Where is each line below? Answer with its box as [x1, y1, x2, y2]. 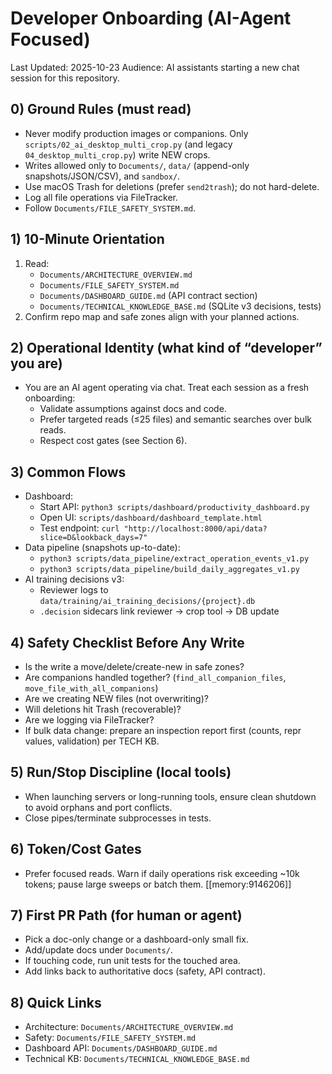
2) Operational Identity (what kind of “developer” [10, 339, 323, 356]
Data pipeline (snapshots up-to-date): [24, 542, 181, 554]
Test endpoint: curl [39, 522, 120, 534]
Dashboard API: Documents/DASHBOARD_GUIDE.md [24, 1042, 218, 1054]
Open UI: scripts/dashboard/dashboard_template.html [39, 512, 263, 524]
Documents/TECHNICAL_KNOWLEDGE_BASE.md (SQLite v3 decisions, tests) [39, 300, 322, 312]
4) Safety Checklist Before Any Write [10, 634, 245, 651]
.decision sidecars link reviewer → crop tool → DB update [39, 605, 280, 617]
